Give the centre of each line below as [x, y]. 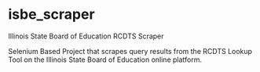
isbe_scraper [52, 14]
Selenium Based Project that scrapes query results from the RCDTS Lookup [130, 51]
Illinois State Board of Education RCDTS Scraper [86, 36]
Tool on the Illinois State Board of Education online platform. [105, 59]
